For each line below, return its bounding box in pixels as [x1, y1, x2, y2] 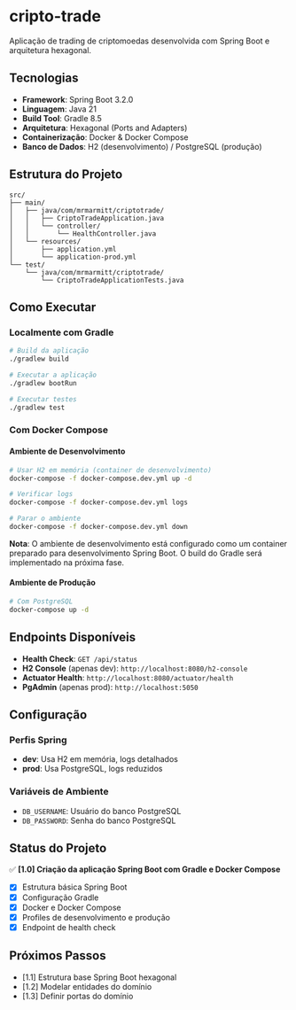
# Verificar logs [9, 490, 74, 499]
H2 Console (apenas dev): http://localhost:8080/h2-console [21, 663, 248, 673]
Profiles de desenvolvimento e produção [21, 912, 171, 922]
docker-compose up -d [9, 605, 90, 614]
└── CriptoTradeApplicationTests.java [41, 276, 184, 284]
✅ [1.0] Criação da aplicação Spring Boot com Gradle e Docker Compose [9, 864, 281, 874]
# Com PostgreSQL [9, 597, 74, 606]
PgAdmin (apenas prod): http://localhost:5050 [21, 681, 199, 692]
